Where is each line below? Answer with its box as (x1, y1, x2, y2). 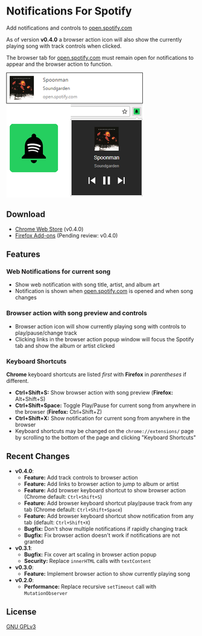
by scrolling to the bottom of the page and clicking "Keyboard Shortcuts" (14, 434, 196, 442)
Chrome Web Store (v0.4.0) (14, 225, 84, 233)
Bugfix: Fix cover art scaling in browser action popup (24, 551, 157, 558)
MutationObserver (24, 590, 68, 596)
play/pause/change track (14, 329, 77, 336)
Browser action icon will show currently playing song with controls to (14, 323, 186, 330)
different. (6, 377, 29, 385)
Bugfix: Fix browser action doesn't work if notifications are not (24, 532, 180, 539)
